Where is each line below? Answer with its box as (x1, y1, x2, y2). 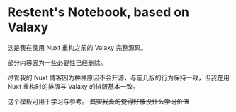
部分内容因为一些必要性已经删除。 (7, 58, 107, 67)
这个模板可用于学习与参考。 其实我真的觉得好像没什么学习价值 (7, 97, 189, 106)
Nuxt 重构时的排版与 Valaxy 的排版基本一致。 (7, 82, 140, 90)
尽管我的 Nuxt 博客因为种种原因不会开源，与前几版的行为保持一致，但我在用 (7, 73, 230, 82)
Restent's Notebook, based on (7, 4, 190, 20)
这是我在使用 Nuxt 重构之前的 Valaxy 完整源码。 (7, 43, 147, 51)
